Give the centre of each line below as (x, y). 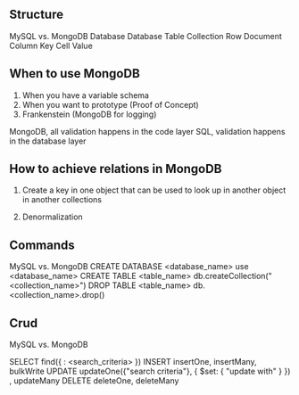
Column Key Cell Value (51, 45)
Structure (37, 15)
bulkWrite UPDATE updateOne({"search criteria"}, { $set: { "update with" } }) (150, 371)
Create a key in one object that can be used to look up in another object (154, 190)
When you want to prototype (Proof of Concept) (110, 104)
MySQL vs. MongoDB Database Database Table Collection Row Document (146, 36)
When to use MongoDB (75, 74)
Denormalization (52, 217)
